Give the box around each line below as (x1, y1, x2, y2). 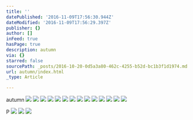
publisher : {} (6, 25, 41, 31)
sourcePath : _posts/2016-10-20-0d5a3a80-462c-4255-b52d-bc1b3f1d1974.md (6, 63, 188, 69)
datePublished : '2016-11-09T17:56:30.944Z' (6, 14, 114, 20)
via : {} (6, 52, 25, 58)
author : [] (6, 31, 33, 36)
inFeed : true (6, 36, 38, 42)
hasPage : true (6, 42, 41, 48)
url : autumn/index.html (6, 69, 65, 75)
